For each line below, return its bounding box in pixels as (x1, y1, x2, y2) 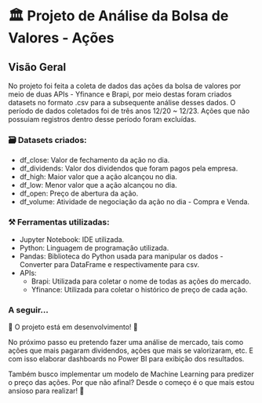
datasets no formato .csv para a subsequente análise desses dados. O (8, 98, 236, 107)
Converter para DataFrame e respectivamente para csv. (19, 259, 200, 269)
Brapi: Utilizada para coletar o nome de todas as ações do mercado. (31, 277, 252, 286)
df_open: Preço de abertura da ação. (19, 189, 139, 198)
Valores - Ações (8, 29, 115, 47)
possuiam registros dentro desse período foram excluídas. (8, 115, 197, 123)
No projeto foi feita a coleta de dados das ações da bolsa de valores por (8, 81, 242, 90)
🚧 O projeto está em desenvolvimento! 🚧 (8, 322, 139, 332)
